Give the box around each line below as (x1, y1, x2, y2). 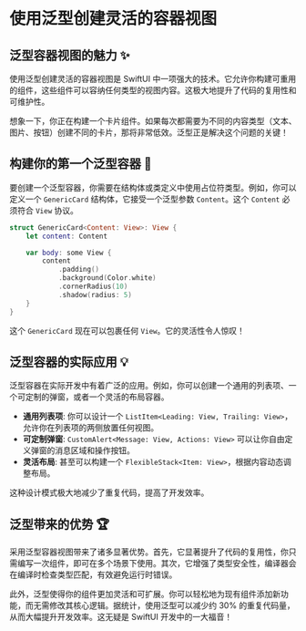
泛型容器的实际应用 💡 (9, 354, 129, 369)
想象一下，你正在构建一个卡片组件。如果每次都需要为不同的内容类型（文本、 (9, 116, 297, 126)
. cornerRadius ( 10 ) (57, 282, 128, 292)
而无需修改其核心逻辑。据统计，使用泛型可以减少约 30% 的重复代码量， (25, 600, 296, 611)
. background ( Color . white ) (57, 274, 157, 283)
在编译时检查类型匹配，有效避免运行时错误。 (9, 569, 178, 580)
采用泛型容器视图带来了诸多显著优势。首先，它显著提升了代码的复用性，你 (9, 546, 289, 557)
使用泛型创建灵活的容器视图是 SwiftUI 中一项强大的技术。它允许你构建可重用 (9, 74, 297, 84)
